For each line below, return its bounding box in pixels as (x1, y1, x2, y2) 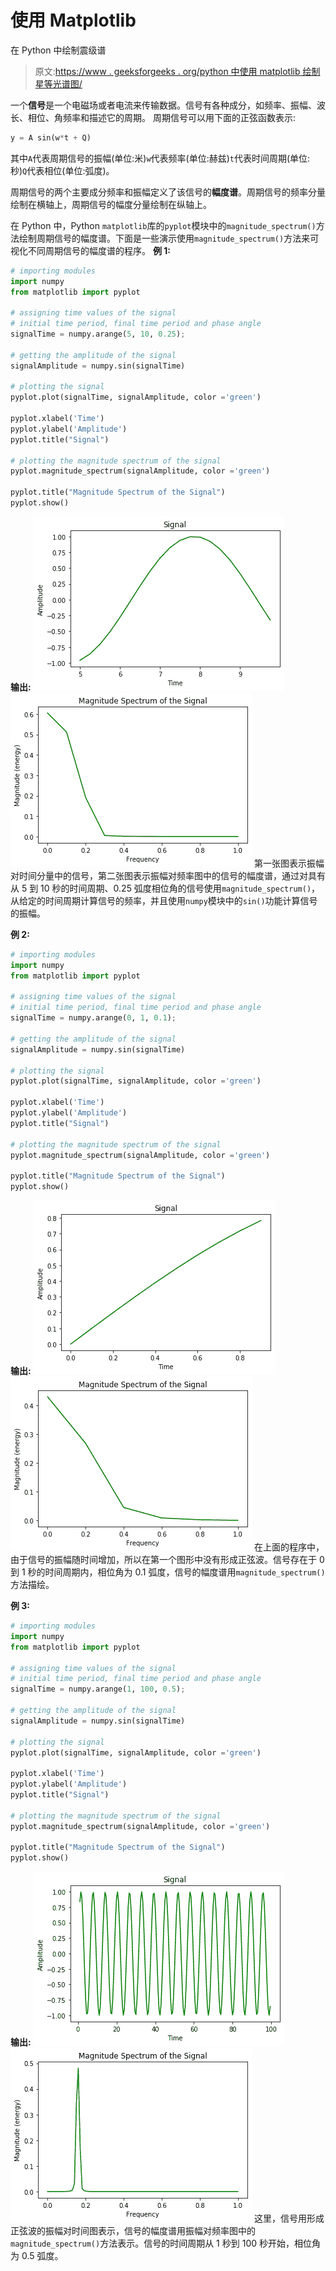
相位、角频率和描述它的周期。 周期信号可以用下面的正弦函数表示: (27, 111, 296, 123)
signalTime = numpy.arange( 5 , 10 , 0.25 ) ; (10, 329, 186, 340)
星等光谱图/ (34, 77, 83, 90)
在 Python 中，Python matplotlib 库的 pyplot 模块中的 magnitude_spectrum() (10, 219, 317, 231)
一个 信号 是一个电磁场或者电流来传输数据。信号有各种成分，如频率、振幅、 (10, 99, 317, 111)
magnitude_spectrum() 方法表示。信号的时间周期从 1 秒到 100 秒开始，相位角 (10, 2237, 321, 2250)
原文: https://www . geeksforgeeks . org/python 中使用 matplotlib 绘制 (34, 65, 321, 77)
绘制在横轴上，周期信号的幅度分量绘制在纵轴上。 (10, 198, 212, 210)
